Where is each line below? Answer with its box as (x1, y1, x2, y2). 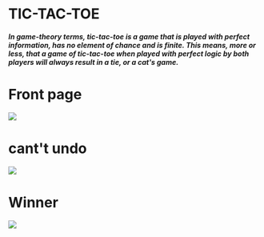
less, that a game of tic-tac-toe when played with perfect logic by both (8, 49, 250, 58)
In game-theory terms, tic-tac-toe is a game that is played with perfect (8, 31, 250, 41)
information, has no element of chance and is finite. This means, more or (8, 40, 256, 50)
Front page (8, 85, 82, 103)
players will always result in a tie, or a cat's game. (8, 57, 179, 66)
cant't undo (8, 139, 87, 157)
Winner (8, 193, 58, 211)
